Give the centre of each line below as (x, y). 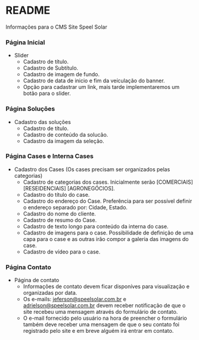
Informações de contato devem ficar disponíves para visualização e (106, 286)
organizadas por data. (50, 293)
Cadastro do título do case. (56, 194)
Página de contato (37, 280)
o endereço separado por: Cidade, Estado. (75, 207)
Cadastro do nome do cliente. (60, 214)
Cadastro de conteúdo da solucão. (66, 134)
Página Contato (28, 267)
